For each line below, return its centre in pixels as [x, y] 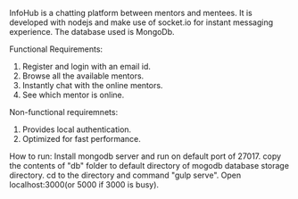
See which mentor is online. [73, 95]
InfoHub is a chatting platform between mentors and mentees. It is [131, 13]
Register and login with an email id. [87, 66]
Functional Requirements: [56, 49]
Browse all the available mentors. [83, 76]
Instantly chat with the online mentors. [92, 85]
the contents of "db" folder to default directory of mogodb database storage [149, 166]
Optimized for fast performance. [81, 139]
